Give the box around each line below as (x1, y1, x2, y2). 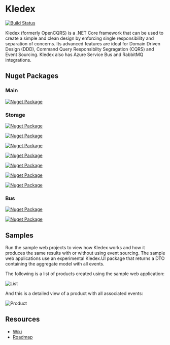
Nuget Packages (5, 72, 59, 81)
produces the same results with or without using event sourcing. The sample (5, 250, 165, 256)
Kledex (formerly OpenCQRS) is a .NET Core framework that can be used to (5, 30, 164, 36)
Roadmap (12, 334, 33, 340)
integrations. (5, 57, 32, 63)
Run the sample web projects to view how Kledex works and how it (5, 245, 145, 251)
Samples (5, 231, 34, 240)
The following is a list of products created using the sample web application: (5, 271, 165, 277)
